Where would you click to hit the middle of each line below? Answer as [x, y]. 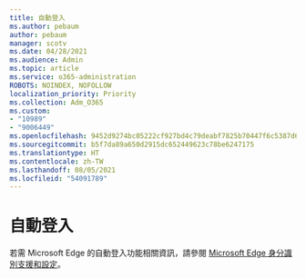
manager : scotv [38, 43]
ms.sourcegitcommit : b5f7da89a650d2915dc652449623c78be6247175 [132, 144]
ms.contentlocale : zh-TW [56, 161]
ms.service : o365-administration [73, 77]
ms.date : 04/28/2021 [49, 52]
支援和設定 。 [41, 264]
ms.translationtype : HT [55, 153]
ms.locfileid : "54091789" [58, 178]
